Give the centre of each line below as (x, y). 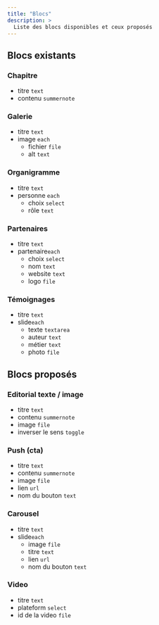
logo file (42, 281)
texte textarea (49, 330)
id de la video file (44, 615)
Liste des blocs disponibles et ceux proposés (83, 27)
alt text (39, 154)
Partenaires (27, 228)
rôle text (41, 210)
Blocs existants (42, 55)
